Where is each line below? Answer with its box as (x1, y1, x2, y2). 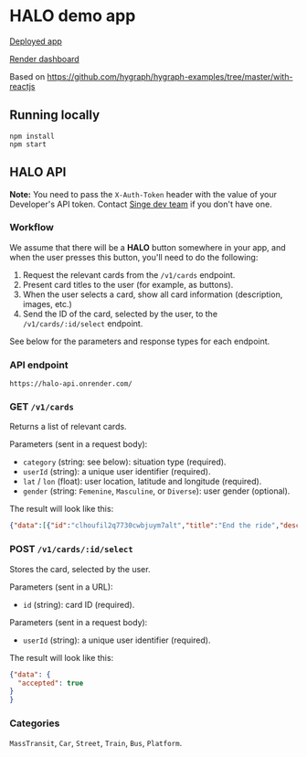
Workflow (9, 221, 55, 234)
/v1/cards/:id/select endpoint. (22, 317, 143, 329)
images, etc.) (22, 298, 73, 309)
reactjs (9, 80, 36, 91)
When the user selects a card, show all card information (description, (22, 289, 283, 300)
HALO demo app (9, 5, 136, 27)
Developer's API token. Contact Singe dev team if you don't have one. (9, 198, 272, 209)
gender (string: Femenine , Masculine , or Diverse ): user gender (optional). (22, 485, 291, 496)
